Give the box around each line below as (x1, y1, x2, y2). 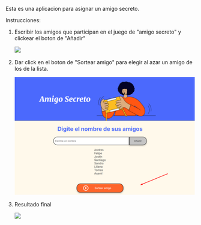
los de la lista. (14, 65, 49, 72)
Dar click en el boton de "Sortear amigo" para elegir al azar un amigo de (14, 59, 193, 65)
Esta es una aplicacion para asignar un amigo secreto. (5, 5, 140, 12)
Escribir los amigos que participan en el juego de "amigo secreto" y (14, 28, 181, 35)
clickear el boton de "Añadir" (14, 35, 86, 41)
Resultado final (14, 201, 52, 208)
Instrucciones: (5, 17, 41, 23)
